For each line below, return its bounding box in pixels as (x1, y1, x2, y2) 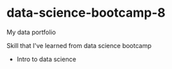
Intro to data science (16, 54, 76, 63)
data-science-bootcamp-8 (6, 5, 166, 21)
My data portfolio (6, 28, 57, 36)
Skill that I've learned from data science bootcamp (6, 41, 152, 49)
